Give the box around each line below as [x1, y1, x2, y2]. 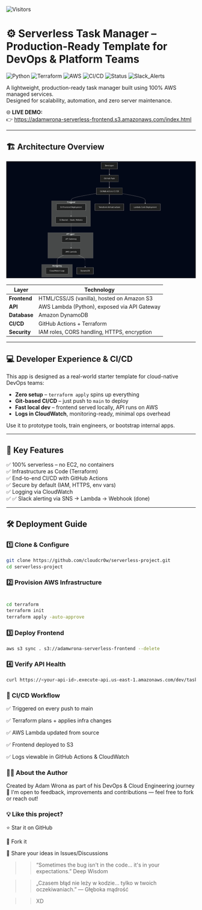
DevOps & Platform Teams [6, 52, 139, 66]
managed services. [6, 90, 54, 98]
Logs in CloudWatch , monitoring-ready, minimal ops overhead [14, 410, 170, 417]
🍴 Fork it [6, 838, 27, 845]
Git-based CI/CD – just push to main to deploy [14, 397, 129, 405]
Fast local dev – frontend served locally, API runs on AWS [14, 404, 158, 411]
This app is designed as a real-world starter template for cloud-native [6, 373, 179, 380]
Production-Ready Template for [6, 40, 168, 54]
